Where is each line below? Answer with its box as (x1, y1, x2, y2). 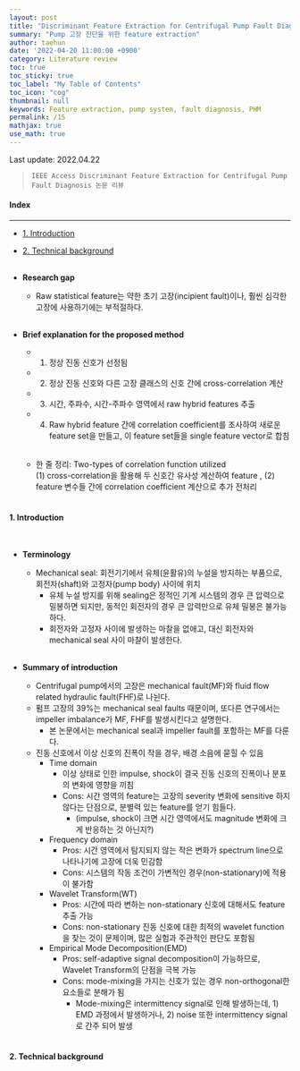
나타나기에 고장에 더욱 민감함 (62, 856, 163, 867)
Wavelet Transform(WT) (48, 888, 137, 899)
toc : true (9, 64, 46, 72)
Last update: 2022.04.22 (9, 154, 101, 165)
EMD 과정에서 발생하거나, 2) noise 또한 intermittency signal (75, 1009, 288, 1020)
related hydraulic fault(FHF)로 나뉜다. (35, 692, 171, 702)
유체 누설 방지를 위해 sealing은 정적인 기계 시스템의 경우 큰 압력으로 (48, 590, 285, 600)
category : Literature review (9, 55, 118, 64)
